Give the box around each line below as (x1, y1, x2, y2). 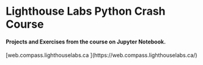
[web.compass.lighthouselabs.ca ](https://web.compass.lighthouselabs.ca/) (6, 52, 197, 59)
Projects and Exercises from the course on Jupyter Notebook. (6, 38, 166, 45)
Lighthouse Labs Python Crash (6, 4, 166, 18)
